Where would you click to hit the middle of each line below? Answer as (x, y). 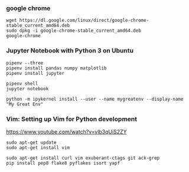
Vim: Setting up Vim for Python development (72, 119)
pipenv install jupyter (35, 73)
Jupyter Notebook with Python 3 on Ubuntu (70, 51)
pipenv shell (22, 84)
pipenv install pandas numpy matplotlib (57, 68)
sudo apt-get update (32, 143)
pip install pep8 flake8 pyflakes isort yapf (63, 163)
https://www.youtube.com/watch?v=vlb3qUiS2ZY (66, 131)
